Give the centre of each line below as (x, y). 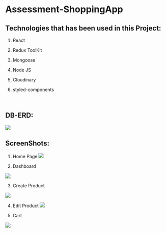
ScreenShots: (27, 143)
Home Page (25, 156)
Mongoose (24, 60)
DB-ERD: (19, 115)
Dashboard (24, 166)
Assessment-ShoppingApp (64, 9)
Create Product (29, 185)
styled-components (33, 90)
